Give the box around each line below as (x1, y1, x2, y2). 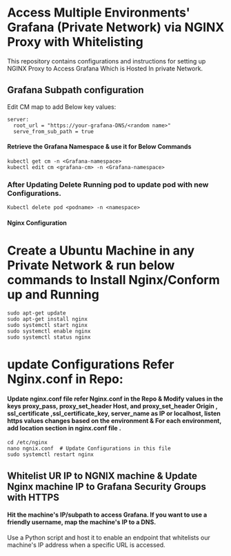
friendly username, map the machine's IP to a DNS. (7, 518, 157, 526)
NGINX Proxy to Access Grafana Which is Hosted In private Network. (7, 64, 203, 72)
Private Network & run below (7, 257, 175, 273)
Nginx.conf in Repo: (7, 371, 124, 387)
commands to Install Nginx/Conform (7, 272, 220, 288)
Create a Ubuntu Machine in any (7, 243, 195, 259)
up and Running (7, 287, 100, 303)
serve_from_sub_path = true (13, 128, 94, 135)
